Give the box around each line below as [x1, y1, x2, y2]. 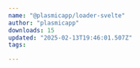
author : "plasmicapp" [8, 19, 80, 27]
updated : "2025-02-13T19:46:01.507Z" [8, 33, 133, 42]
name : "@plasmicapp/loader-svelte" [8, 11, 126, 20]
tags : [8, 41, 26, 49]
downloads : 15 [8, 26, 55, 34]
